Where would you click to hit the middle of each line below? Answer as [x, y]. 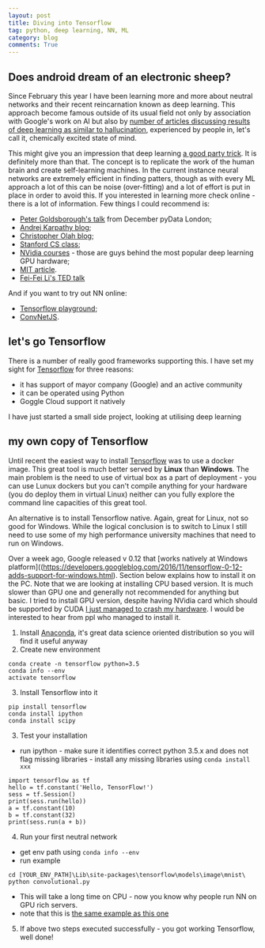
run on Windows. [36, 543]
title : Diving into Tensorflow [60, 23]
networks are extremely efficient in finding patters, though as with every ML [132, 178]
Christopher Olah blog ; [57, 236]
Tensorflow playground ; [59, 308]
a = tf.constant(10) [42, 808]
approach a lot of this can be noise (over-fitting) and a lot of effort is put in [129, 187]
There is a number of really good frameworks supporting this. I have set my [131, 361]
